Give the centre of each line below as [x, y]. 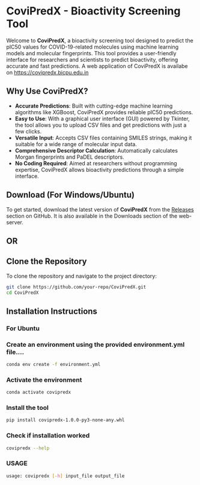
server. [15, 222]
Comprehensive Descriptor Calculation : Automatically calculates [96, 150]
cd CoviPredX [23, 293]
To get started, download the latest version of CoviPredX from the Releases [100, 209]
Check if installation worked [48, 436]
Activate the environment [44, 380]
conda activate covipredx [38, 392]
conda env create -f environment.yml [53, 365]
